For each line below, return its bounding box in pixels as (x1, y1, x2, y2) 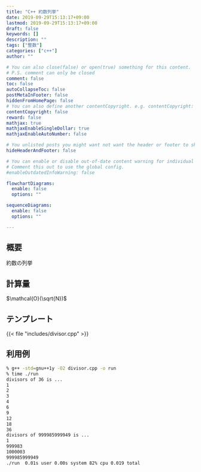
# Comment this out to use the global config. (6, 164, 124, 170)
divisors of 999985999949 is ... (6, 432, 90, 438)
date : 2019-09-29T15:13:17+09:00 (6, 14, 90, 20)
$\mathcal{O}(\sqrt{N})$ (6, 295, 67, 302)
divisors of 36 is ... (6, 376, 63, 383)
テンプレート (6, 314, 54, 324)
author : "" (6, 53, 33, 59)
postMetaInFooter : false (6, 92, 68, 98)
